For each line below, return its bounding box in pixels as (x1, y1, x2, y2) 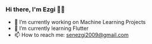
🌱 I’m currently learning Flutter (14, 25, 89, 32)
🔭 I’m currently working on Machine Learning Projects (14, 19, 146, 26)
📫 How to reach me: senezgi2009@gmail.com (14, 32, 129, 39)
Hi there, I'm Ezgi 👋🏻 (5, 5, 65, 13)
